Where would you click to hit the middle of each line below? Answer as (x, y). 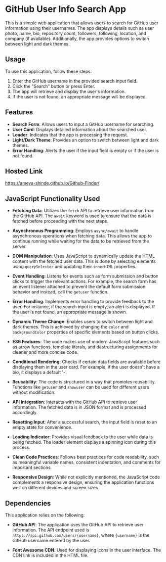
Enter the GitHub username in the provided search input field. (75, 81)
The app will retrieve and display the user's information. (69, 91)
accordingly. (25, 413)
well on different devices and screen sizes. (56, 488)
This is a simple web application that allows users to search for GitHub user (82, 23)
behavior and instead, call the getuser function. (60, 292)
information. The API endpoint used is (51, 530)
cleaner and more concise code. (45, 352)
